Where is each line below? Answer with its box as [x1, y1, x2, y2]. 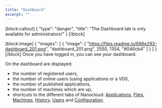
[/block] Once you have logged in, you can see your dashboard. [5, 51, 136, 57]
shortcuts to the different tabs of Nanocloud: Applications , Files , [12, 92, 144, 98]
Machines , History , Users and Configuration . [12, 97, 104, 103]
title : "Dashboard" [5, 7, 46, 12]
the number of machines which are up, [12, 86, 92, 92]
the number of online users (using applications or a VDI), [12, 76, 129, 82]
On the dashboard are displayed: [5, 61, 72, 67]
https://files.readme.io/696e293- [89, 40, 157, 46]
